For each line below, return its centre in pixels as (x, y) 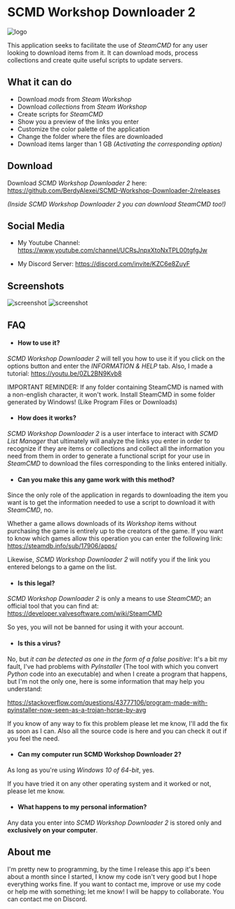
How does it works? (47, 418)
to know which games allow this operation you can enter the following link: (115, 538)
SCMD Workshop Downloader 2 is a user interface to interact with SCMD (113, 433)
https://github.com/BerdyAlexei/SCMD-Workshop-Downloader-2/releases (114, 190)
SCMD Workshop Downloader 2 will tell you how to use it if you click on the (116, 358)
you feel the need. (33, 738)
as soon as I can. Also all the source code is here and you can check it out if (117, 731)
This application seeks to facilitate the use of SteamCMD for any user (108, 45)
